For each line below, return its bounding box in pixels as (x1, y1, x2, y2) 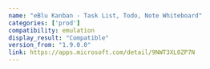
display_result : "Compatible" (8, 33, 110, 42)
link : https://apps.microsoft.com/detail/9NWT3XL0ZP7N (8, 48, 196, 56)
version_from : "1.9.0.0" (8, 41, 91, 49)
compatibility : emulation (8, 26, 95, 34)
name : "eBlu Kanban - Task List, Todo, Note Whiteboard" (8, 11, 203, 20)
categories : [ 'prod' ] (8, 19, 81, 27)
